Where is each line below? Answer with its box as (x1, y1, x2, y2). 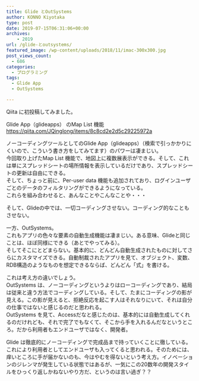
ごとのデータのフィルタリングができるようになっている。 (6, 184, 147, 191)
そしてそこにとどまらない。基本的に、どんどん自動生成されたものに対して (6, 246, 188, 253)
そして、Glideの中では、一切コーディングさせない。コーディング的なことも (6, 204, 189, 211)
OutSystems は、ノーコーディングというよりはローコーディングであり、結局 (6, 281, 193, 288)
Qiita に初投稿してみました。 (6, 108, 76, 115)
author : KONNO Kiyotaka (6, 14, 65, 20)
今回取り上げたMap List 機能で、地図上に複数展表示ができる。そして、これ (6, 154, 189, 161)
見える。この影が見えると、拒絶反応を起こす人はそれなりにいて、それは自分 (6, 296, 193, 303)
